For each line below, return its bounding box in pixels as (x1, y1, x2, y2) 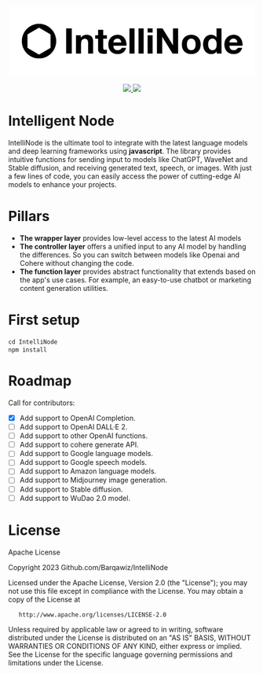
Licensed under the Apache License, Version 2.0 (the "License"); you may (8, 577, 248, 587)
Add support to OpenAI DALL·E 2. (19, 422, 128, 432)
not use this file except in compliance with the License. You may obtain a (8, 586, 243, 595)
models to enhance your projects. (8, 180, 117, 190)
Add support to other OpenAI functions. (19, 431, 148, 440)
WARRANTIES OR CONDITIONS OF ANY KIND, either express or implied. (8, 641, 242, 650)
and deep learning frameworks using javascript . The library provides (8, 146, 232, 156)
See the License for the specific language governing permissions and (8, 650, 233, 659)
